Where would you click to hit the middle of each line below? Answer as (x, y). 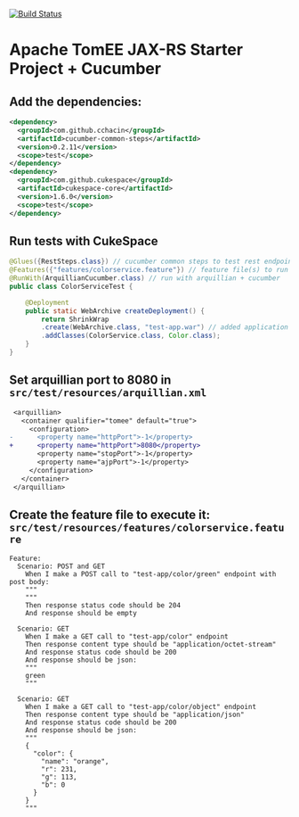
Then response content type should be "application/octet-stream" (151, 645)
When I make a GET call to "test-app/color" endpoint (127, 637)
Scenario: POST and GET (61, 566)
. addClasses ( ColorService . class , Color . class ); (131, 336)
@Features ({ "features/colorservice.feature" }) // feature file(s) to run (149, 270)
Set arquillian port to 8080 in (90, 380)
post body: (29, 582)
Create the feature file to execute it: (110, 514)
